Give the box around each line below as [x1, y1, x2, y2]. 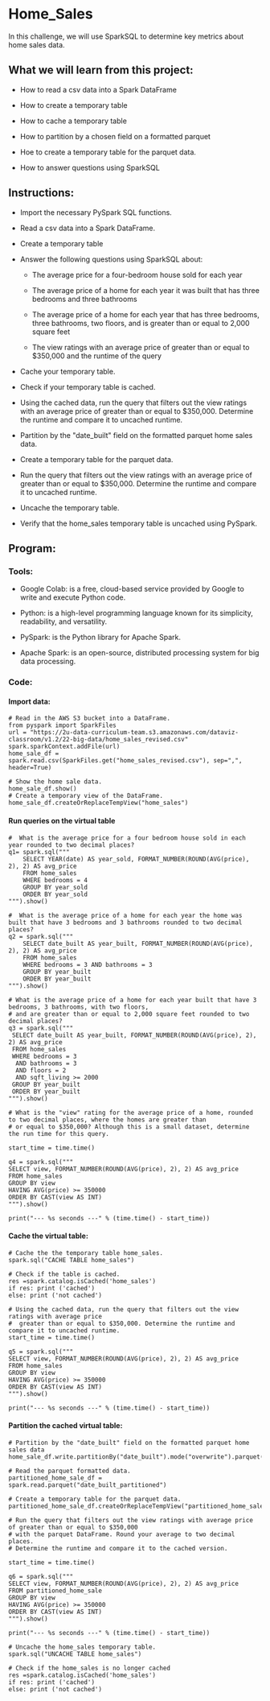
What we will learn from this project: [8, 64, 194, 77]
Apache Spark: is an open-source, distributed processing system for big [19, 648, 260, 658]
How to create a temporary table [19, 100, 128, 109]
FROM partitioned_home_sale [8, 1587, 103, 1595]
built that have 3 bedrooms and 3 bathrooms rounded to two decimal [8, 919, 243, 927]
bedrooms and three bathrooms [31, 294, 138, 303]
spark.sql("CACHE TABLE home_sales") [8, 1256, 135, 1264]
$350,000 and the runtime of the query [31, 351, 162, 361]
